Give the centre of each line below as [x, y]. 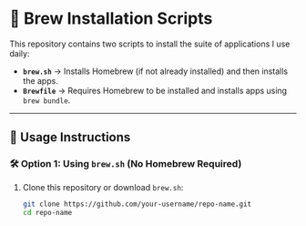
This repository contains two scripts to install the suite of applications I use [150, 44]
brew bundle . [46, 100]
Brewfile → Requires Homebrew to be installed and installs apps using [155, 90]
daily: [20, 53]
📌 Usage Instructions [70, 137]
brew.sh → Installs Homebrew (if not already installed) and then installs [155, 71]
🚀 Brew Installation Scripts [111, 19]
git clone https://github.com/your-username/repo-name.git [137, 204]
